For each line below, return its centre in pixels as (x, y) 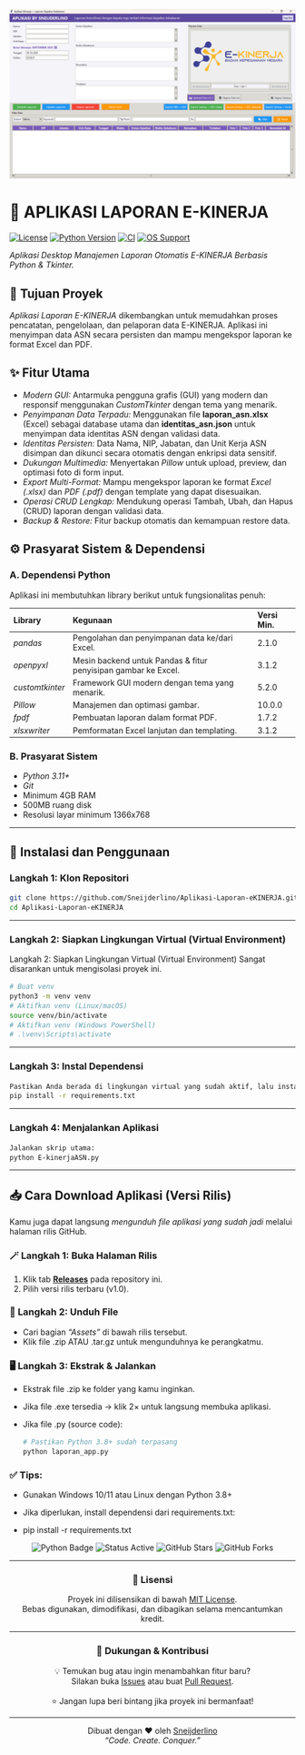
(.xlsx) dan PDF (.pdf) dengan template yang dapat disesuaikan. (142, 491)
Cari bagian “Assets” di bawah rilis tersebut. (105, 1332)
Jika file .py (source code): (73, 1425)
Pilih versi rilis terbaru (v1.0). (76, 1288)
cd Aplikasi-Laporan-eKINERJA (67, 907)
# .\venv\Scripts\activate (60, 1034)
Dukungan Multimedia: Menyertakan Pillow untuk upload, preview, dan (155, 462)
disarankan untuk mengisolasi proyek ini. (86, 969)
